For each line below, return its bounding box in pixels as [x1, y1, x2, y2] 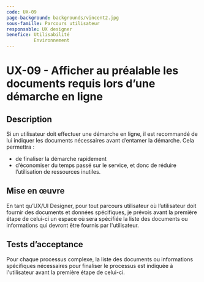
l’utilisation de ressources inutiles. [15, 168, 101, 175]
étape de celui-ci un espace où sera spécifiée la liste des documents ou [6, 215, 188, 222]
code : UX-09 [6, 9, 37, 15]
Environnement [33, 37, 70, 43]
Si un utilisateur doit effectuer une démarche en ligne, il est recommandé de [6, 130, 198, 138]
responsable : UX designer [6, 26, 72, 32]
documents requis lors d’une [6, 77, 156, 91]
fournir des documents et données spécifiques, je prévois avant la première [6, 209, 197, 216]
